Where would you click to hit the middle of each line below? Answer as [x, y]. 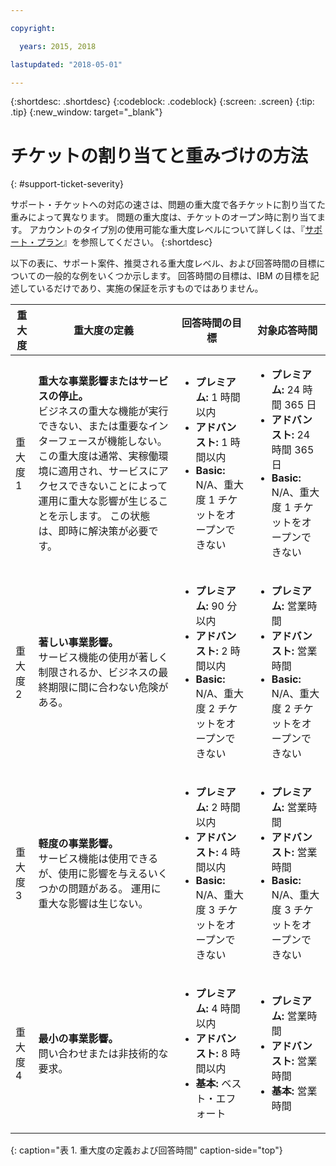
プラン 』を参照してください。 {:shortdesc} [124, 242]
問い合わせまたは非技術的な [103, 1054]
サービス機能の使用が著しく [103, 658]
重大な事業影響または [88, 381]
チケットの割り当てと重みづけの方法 [159, 155]
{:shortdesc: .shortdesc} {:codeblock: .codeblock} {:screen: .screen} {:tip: [162, 102]
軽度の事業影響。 [78, 844]
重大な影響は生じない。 [93, 904]
